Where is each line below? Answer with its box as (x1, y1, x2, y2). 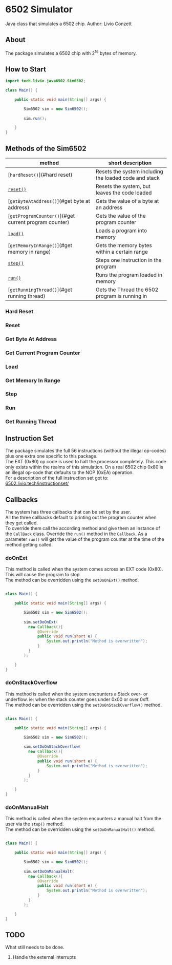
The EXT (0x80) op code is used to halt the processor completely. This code (5, 459, 166, 465)
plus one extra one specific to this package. (5, 453, 98, 459)
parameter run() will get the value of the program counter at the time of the (5, 536, 165, 542)
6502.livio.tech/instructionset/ (5, 480, 69, 486)
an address (95, 204, 123, 211)
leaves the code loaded (95, 189, 152, 196)
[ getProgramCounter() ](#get (8, 212, 75, 219)
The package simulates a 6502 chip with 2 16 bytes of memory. (5, 49, 137, 56)
